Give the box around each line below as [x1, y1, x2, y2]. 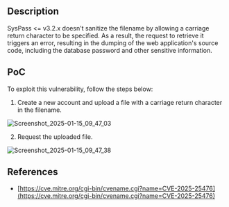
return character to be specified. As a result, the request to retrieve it [7, 31, 204, 40]
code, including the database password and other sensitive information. [7, 46, 213, 54]
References [7, 166, 58, 178]
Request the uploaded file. [17, 132, 93, 141]
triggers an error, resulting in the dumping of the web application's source [7, 38, 219, 47]
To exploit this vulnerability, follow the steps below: [7, 85, 153, 93]
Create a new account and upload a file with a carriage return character [17, 98, 223, 106]
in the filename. [17, 106, 62, 114]
